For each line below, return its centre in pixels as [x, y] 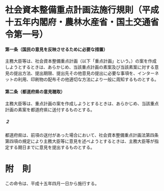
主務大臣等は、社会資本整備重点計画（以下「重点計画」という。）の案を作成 [81, 61]
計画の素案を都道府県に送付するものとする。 [50, 109]
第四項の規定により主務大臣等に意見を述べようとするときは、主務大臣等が [80, 141]
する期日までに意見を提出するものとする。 [52, 147]
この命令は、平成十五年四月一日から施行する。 [52, 183]
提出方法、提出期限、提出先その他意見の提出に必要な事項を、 [75, 73]
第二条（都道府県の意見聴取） [35, 92]
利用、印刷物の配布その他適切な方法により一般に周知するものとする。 [88, 79]
